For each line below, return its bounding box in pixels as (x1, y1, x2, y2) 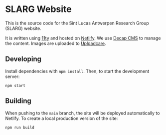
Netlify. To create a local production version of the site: (5, 115, 118, 121)
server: (5, 73, 20, 79)
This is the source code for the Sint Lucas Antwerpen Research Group (5, 20, 149, 26)
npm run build (5, 125, 35, 130)
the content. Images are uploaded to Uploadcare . (5, 40, 106, 46)
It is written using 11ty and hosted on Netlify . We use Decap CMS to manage (5, 35, 161, 41)
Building (5, 96, 31, 105)
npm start (5, 83, 26, 88)
